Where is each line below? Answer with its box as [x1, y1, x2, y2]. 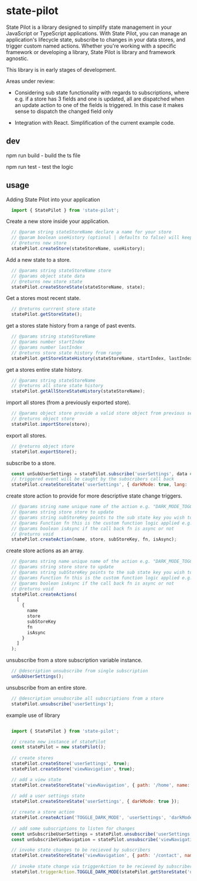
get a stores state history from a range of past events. [6, 322, 136, 329]
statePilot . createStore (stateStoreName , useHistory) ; [11, 246, 145, 252]
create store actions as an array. [6, 547, 84, 554]
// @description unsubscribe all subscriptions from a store [11, 695, 164, 701]
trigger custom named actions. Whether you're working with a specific [6, 42, 177, 49]
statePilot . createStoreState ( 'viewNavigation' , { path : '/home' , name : [11, 782, 191, 788]
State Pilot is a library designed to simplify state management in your [6, 24, 172, 31]
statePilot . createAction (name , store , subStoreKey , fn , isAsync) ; [11, 536, 177, 542]
